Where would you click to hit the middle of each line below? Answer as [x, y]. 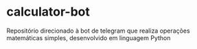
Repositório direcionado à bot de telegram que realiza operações [98, 31]
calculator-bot [48, 12]
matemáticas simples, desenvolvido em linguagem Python [89, 37]
